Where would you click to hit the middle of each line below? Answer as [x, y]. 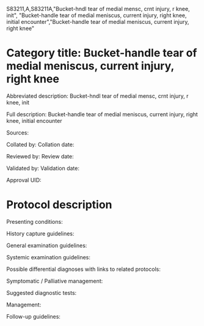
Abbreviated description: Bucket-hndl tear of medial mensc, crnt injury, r [97, 96]
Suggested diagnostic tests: [42, 292]
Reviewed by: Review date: [40, 156]
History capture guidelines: [40, 233]
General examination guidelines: [47, 245]
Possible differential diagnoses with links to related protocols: [83, 269]
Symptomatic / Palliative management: [55, 281]
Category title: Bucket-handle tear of [102, 53]
